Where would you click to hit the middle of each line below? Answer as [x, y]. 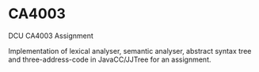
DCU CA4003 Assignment [51, 36]
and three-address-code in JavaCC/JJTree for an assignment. [110, 59]
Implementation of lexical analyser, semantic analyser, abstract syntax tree [130, 51]
